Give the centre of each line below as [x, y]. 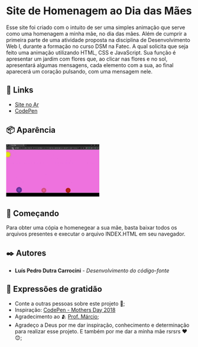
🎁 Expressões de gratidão [54, 289]
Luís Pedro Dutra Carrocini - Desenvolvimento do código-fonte [92, 270]
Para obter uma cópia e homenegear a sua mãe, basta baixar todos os [92, 228]
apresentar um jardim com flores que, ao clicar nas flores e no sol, [87, 59]
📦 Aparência [31, 130]
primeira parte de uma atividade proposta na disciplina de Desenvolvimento [98, 40]
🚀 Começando [33, 213]
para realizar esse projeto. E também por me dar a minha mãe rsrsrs [98, 331]
